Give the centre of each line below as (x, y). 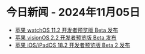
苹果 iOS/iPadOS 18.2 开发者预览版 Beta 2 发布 (72, 45)
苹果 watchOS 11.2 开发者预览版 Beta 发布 (66, 30)
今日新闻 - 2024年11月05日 (73, 12)
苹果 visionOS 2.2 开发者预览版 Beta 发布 (66, 37)
